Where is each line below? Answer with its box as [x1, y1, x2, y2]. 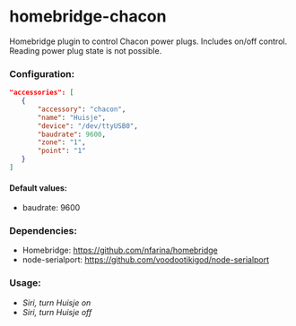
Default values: [9, 182, 67, 193]
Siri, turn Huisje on [22, 297, 91, 308]
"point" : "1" [37, 146, 87, 156]
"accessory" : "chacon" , [37, 105, 126, 114]
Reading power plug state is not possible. [9, 45, 162, 56]
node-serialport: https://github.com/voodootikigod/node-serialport [22, 254, 270, 265]
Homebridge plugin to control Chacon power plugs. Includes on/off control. [9, 36, 288, 47]
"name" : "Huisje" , [37, 113, 106, 122]
